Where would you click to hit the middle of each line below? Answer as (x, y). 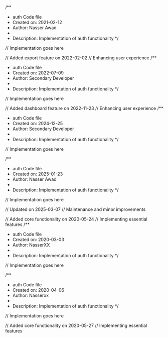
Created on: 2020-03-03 (38, 240)
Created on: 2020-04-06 (38, 290)
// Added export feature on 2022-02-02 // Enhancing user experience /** (81, 58)
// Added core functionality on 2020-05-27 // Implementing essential (76, 325)
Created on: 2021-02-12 (37, 22)
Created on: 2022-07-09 (38, 73)
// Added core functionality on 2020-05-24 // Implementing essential (76, 219)
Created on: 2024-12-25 (38, 123)
